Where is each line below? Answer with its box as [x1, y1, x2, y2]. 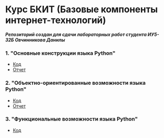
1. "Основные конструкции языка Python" [5, 50, 116, 57]
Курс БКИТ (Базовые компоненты [5, 4, 158, 15]
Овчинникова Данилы [15, 37, 65, 43]
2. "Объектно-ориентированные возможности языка [5, 79, 146, 86]
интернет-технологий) [5, 14, 106, 26]
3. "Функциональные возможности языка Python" [5, 116, 138, 123]
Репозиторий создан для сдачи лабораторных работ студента [5, 31, 147, 37]
